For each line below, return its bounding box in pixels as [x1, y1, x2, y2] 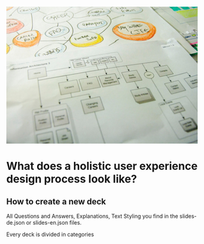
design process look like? [6, 172, 137, 186]
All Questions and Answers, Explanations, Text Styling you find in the [6, 212, 178, 220]
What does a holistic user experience [6, 159, 198, 173]
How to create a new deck [6, 196, 106, 207]
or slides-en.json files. [26, 219, 82, 226]
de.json [6, 219, 25, 226]
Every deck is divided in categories [6, 231, 94, 238]
